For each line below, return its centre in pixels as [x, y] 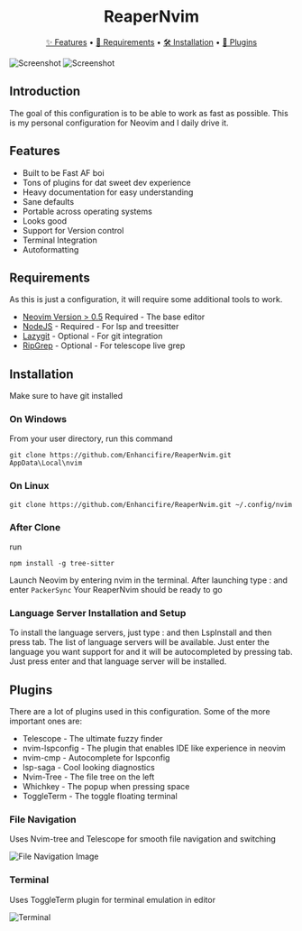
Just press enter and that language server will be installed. [118, 661]
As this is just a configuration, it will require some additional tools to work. [146, 300]
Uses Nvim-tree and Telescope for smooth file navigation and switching [143, 839]
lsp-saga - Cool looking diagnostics [88, 768]
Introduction [45, 92]
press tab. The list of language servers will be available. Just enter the [140, 642]
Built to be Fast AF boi [64, 172]
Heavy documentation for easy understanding [108, 192]
